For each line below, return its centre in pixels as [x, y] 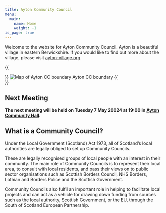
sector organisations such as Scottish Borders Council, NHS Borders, [76, 174]
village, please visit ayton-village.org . [43, 58]
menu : [11, 14]
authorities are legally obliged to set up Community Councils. [68, 148]
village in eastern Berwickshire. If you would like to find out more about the [82, 52]
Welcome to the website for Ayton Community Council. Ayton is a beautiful [82, 47]
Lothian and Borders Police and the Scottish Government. [64, 179]
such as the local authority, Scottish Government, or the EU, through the [79, 200]
